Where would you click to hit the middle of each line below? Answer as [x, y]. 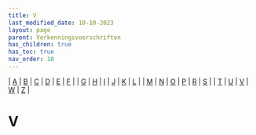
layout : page [29, 30]
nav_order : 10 [31, 60]
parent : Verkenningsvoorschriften [65, 37]
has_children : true [40, 45]
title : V [22, 15]
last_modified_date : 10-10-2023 [61, 23]
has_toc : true [31, 52]
